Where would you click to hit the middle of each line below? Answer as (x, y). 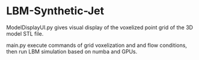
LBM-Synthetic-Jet (55, 11)
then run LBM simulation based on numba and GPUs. (72, 51)
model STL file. (25, 33)
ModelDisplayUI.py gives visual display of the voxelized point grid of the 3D (100, 27)
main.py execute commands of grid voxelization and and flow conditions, (97, 45)
